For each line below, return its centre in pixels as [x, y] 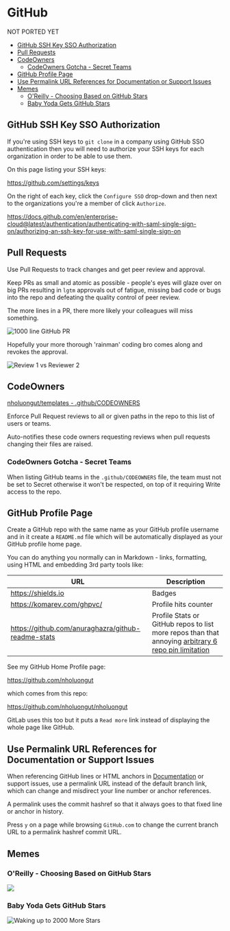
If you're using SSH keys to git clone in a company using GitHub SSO [106, 141]
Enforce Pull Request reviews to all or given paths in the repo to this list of [111, 416]
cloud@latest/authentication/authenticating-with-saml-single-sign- [102, 224]
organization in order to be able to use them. [69, 156]
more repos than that [185, 633]
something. [23, 318]
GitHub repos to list [183, 624]
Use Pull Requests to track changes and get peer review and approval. [106, 269]
